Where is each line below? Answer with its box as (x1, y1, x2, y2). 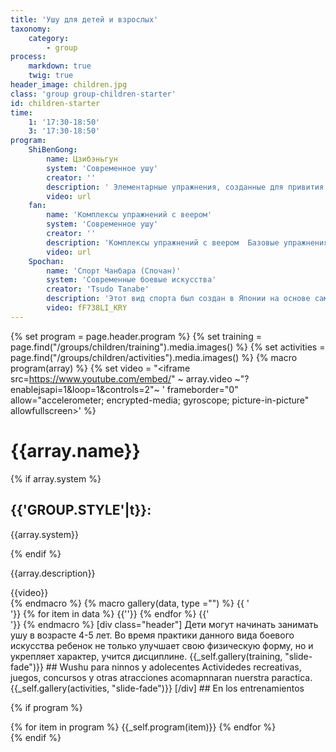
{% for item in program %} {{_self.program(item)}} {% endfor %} (10, 721, 277, 733)
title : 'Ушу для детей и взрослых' (10, 14, 159, 25)
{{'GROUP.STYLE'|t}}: (10, 502, 152, 519)
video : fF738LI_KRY (46, 303, 128, 313)
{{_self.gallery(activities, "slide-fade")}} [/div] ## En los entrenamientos (10, 682, 305, 694)
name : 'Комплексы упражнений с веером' (46, 210, 213, 220)
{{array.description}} (10, 567, 96, 579)
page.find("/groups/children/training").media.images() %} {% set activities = (10, 341, 326, 353)
